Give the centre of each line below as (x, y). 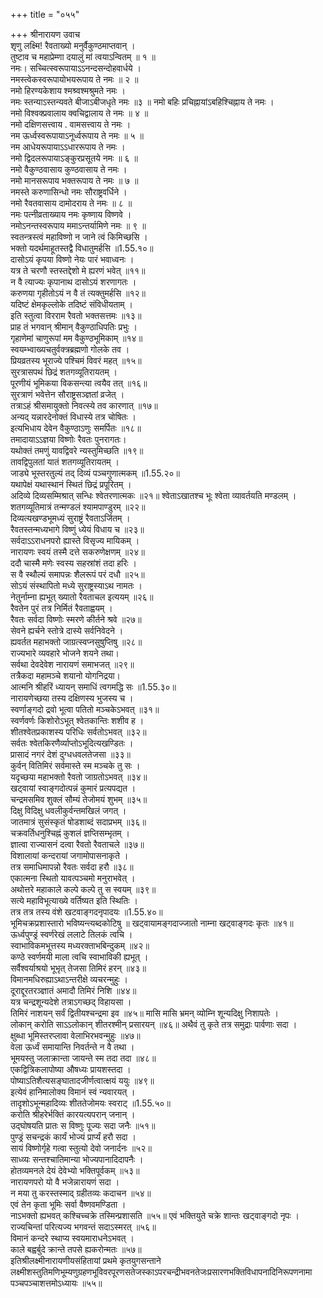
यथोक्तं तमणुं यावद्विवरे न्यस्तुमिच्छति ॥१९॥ (77, 450)
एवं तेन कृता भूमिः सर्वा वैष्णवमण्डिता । (68, 1204)
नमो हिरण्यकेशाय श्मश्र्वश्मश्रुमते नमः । (68, 90)
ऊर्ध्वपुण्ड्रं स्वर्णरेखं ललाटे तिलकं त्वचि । (71, 934)
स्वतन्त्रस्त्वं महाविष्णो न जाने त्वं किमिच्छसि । (79, 237)
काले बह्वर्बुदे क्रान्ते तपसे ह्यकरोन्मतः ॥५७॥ (76, 1249)
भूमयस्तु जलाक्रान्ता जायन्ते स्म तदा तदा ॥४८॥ (83, 1058)
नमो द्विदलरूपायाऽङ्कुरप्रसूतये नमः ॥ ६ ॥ (74, 158)
